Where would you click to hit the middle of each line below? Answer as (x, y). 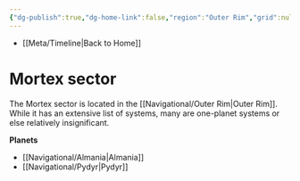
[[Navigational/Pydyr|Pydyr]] (75, 167)
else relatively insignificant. (59, 122)
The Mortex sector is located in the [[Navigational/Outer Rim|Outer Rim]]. (144, 103)
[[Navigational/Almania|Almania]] (83, 157)
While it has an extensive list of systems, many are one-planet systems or (145, 113)
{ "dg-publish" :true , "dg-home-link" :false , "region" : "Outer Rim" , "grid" (143, 17)
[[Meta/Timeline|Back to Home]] (81, 43)
